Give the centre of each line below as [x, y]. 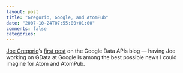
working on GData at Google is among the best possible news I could [91, 57]
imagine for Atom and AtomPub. [46, 64]
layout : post [22, 12]
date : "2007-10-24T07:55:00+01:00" [51, 23]
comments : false [26, 28]
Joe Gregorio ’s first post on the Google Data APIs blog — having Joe [91, 51]
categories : [21, 34]
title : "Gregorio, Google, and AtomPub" [58, 17]
